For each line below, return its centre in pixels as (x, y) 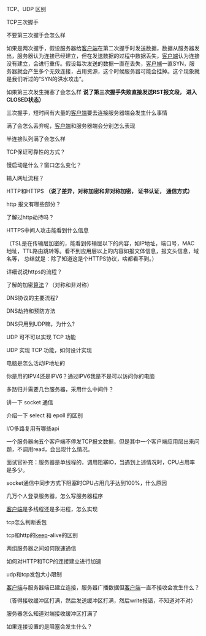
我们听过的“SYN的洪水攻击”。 (49, 79)
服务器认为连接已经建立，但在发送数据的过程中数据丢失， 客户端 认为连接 (108, 56)
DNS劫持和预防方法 (31, 311)
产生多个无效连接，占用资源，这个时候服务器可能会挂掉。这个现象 (111, 71)
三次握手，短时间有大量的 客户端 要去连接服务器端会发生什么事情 (87, 113)
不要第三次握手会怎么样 (36, 35)
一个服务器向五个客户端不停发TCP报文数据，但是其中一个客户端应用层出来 (100, 442)
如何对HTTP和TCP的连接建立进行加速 (54, 561)
